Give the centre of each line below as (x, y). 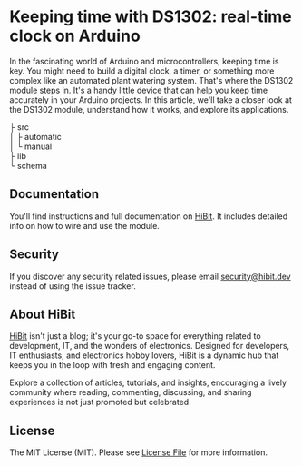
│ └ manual (31, 146)
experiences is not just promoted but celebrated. (101, 402)
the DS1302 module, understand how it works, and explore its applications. (149, 109)
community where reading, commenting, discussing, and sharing (131, 392)
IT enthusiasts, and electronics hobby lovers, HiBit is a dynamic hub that (144, 355)
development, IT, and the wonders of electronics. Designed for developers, (150, 346)
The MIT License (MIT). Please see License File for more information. (138, 452)
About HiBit (43, 314)
